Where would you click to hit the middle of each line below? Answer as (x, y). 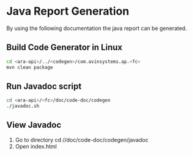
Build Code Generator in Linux (64, 47)
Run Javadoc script (44, 86)
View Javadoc (34, 125)
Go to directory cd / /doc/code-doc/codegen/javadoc (82, 139)
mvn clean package (30, 67)
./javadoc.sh (23, 106)
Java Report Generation (68, 11)
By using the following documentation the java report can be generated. (97, 28)
